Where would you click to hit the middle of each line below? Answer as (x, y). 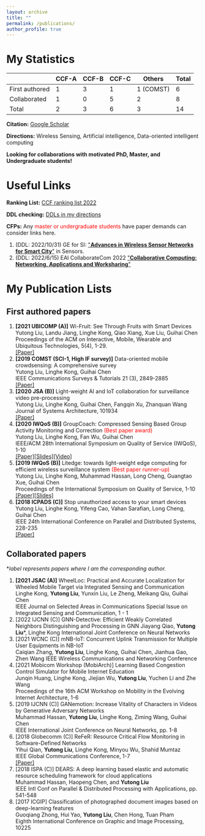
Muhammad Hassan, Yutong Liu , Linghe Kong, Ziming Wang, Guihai (101, 717)
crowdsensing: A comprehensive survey (66, 366)
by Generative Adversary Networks (60, 710)
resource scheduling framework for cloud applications (84, 775)
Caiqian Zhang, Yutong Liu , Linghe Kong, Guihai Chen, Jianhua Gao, (102, 652)
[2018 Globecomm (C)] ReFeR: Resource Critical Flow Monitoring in (100, 736)
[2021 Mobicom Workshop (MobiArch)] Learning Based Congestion (100, 665)
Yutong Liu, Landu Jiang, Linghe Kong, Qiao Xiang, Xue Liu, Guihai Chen (106, 333)
